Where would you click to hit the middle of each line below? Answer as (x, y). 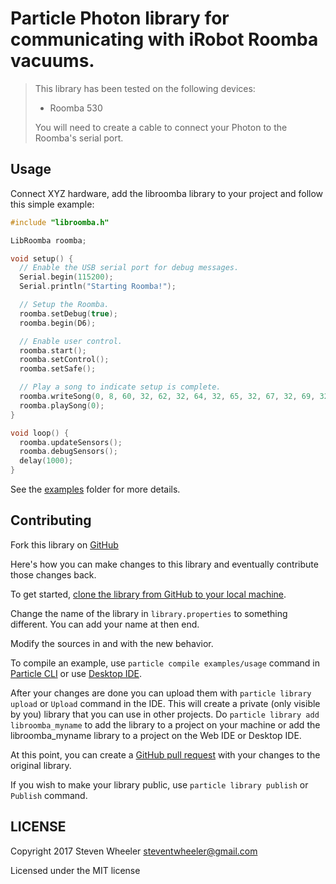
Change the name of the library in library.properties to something (149, 613)
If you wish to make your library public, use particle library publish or (159, 784)
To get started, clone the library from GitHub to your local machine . (148, 594)
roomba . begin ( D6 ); (58, 323)
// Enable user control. (71, 341)
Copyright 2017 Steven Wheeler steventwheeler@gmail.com (134, 851)
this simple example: (52, 204)
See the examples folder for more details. (95, 489)
